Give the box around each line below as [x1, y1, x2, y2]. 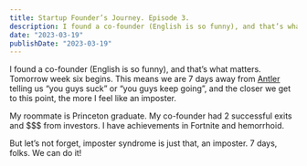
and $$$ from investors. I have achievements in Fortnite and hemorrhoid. [9, 120, 285, 131]
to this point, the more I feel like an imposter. [9, 93, 176, 104]
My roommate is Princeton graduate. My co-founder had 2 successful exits [9, 110, 292, 121]
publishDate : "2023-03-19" [9, 38, 112, 48]
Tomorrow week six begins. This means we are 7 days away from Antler [9, 74, 281, 85]
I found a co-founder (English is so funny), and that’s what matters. [9, 64, 262, 75]
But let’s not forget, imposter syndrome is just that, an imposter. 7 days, [9, 138, 278, 149]
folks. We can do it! [9, 148, 82, 159]
